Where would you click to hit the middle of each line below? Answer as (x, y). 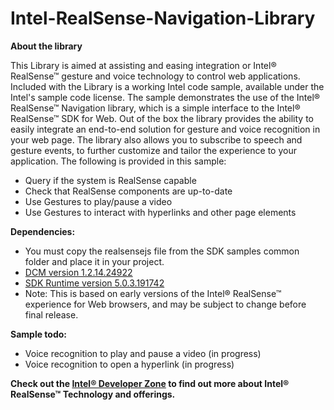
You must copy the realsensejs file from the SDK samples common (162, 251)
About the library (46, 46)
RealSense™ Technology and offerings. (93, 394)
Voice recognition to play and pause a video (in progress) (143, 353)
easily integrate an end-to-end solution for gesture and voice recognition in (165, 129)
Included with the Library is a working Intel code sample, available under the (167, 86)
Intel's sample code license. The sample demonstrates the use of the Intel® (165, 97)
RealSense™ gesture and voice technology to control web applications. (155, 76)
